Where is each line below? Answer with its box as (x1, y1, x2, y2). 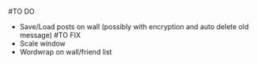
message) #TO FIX (19, 31, 81, 40)
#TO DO (8, 7, 35, 16)
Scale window (19, 39, 66, 48)
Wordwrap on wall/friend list (19, 47, 112, 56)
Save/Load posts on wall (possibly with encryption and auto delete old (19, 22, 249, 31)
